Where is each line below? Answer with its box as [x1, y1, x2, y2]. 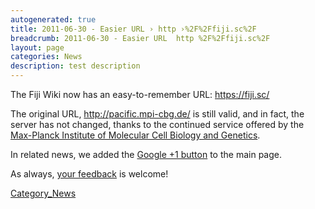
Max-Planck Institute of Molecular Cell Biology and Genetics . [10, 129, 261, 141]
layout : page [10, 42, 65, 53]
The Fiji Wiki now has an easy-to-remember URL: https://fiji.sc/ [10, 89, 270, 100]
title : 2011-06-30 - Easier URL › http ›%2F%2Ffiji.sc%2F [10, 24, 257, 34]
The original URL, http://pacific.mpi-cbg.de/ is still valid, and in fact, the [10, 108, 305, 120]
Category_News [10, 187, 77, 199]
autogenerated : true [10, 14, 97, 25]
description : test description [10, 61, 141, 71]
